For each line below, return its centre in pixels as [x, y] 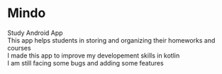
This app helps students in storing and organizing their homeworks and [111, 40]
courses [19, 48]
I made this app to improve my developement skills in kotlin [94, 55]
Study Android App [35, 33]
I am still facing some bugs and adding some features [86, 63]
